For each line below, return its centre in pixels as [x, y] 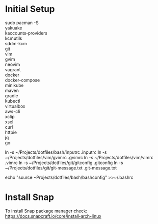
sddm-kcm [16, 43]
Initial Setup [30, 9]
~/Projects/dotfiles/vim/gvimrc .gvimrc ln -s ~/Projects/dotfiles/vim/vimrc [79, 157]
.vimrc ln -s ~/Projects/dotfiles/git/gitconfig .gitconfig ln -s [64, 163]
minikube [14, 85]
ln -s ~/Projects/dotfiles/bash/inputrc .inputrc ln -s [56, 152]
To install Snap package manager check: [46, 211]
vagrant [13, 69]
